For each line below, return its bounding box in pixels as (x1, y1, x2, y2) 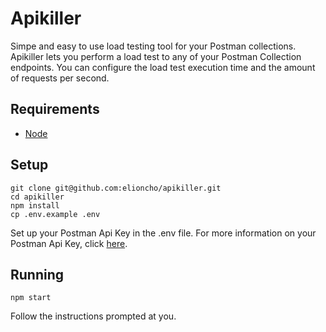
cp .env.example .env (10, 209, 101, 219)
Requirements (10, 101, 100, 118)
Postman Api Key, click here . (10, 237, 128, 249)
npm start (10, 293, 52, 303)
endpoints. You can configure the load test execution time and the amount (10, 61, 316, 73)
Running (10, 266, 65, 283)
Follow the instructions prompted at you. (10, 310, 177, 322)
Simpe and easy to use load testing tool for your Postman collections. (10, 40, 297, 52)
